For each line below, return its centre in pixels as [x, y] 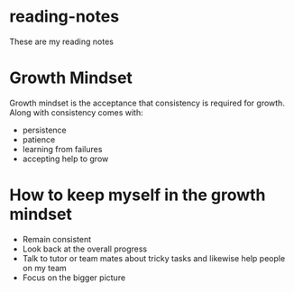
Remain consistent [57, 239]
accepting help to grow [65, 159]
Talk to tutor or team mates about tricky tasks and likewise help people [154, 258]
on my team [45, 268]
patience [39, 139]
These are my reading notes [62, 41]
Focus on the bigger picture [74, 278]
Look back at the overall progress [84, 249]
